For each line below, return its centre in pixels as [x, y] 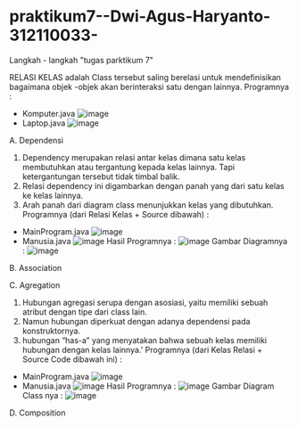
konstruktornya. [51, 331]
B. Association [36, 267]
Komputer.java [49, 113]
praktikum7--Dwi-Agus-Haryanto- [140, 16]
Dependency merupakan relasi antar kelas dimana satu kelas [134, 157]
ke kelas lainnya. [53, 195]
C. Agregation [35, 285]
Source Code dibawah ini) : [72, 359]
